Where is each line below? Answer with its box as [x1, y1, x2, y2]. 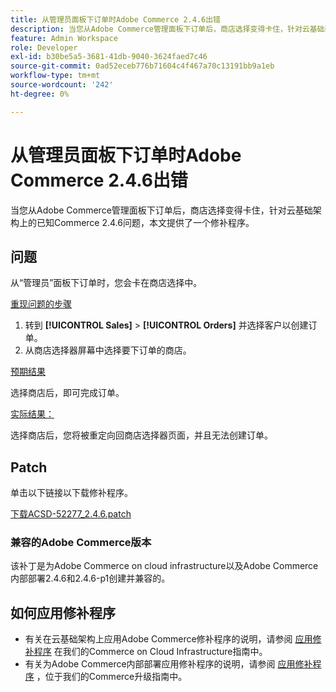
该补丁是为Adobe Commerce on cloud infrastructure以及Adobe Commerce [10, 560, 319, 572]
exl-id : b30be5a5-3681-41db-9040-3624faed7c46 [10, 52, 208, 62]
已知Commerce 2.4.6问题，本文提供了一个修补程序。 [36, 216, 255, 228]
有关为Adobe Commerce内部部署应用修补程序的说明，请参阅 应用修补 [24, 658, 313, 670]
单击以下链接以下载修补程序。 [10, 487, 133, 499]
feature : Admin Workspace [10, 33, 118, 43]
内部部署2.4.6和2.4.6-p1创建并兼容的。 [10, 572, 171, 585]
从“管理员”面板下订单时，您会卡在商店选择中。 [10, 277, 203, 289]
